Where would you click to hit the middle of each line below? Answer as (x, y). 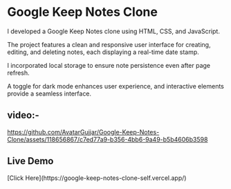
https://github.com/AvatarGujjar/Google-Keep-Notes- (83, 132)
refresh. (18, 73)
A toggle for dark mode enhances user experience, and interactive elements (116, 86)
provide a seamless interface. (49, 93)
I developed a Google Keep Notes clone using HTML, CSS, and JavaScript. (113, 31)
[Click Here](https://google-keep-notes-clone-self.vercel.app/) (97, 178)
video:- (23, 115)
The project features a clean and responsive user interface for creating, (109, 44)
